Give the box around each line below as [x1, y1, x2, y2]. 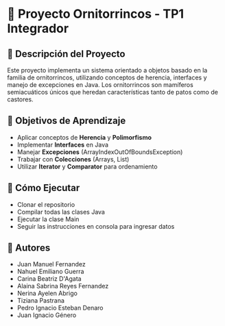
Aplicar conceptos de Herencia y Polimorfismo [16, 133, 152, 141]
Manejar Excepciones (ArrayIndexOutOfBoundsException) [16, 147, 183, 156]
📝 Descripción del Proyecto [7, 48, 126, 60]
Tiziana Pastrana [16, 297, 65, 305]
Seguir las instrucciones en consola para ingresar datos [16, 222, 175, 230]
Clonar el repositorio [16, 200, 75, 208]
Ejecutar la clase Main [16, 215, 80, 223]
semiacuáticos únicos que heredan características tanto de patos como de [7, 88, 218, 96]
